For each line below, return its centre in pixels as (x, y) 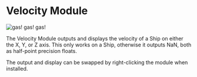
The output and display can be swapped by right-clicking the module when (97, 62)
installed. (17, 68)
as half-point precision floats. (42, 51)
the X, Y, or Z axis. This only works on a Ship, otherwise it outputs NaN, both (99, 45)
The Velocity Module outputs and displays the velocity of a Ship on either (95, 38)
